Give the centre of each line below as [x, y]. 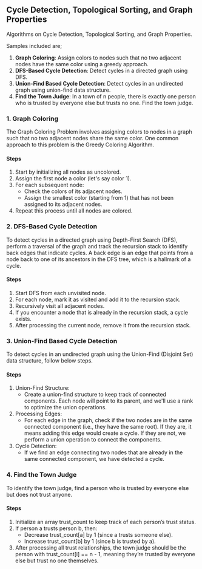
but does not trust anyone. [39, 494]
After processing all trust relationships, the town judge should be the [100, 547]
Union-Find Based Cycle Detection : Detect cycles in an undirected [99, 83]
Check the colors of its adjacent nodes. [73, 191]
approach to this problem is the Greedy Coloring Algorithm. [80, 145]
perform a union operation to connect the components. [93, 440]
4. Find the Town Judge [42, 475]
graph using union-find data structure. [63, 90]
